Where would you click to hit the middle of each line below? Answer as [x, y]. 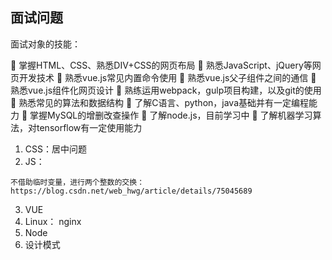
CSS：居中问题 [55, 149]
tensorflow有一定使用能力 [89, 127]
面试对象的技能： [45, 44]
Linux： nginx [53, 221]
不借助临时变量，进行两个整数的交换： [77, 182]
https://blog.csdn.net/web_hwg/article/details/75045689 [131, 191]
